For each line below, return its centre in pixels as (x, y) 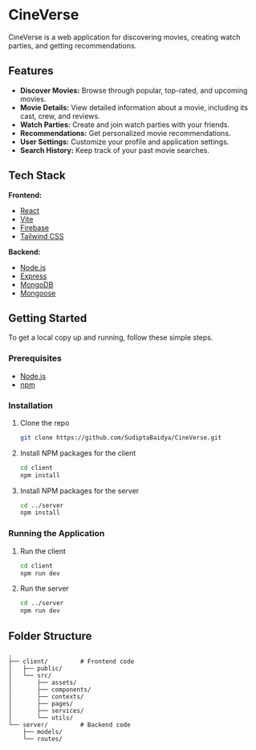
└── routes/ (43, 739)
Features (31, 71)
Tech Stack (37, 176)
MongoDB (37, 284)
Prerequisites (35, 358)
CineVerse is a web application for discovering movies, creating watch (124, 37)
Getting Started (48, 318)
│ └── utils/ (41, 718)
